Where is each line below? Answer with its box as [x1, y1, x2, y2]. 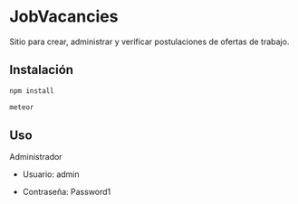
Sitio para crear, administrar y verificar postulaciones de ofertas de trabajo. [9, 36, 290, 47]
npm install [9, 86, 54, 96]
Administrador [9, 152, 62, 162]
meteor [9, 102, 34, 112]
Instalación [9, 62, 74, 78]
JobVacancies [9, 6, 119, 27]
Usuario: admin [22, 169, 80, 180]
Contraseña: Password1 [22, 187, 111, 198]
